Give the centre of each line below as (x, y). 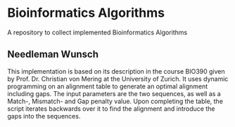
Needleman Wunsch (53, 54)
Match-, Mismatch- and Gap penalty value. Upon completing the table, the (115, 101)
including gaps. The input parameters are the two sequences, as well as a (114, 93)
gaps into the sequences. (44, 116)
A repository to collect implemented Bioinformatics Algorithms (97, 32)
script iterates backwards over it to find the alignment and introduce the (111, 108)
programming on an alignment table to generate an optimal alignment (108, 86)
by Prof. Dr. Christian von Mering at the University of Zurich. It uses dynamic (118, 79)
